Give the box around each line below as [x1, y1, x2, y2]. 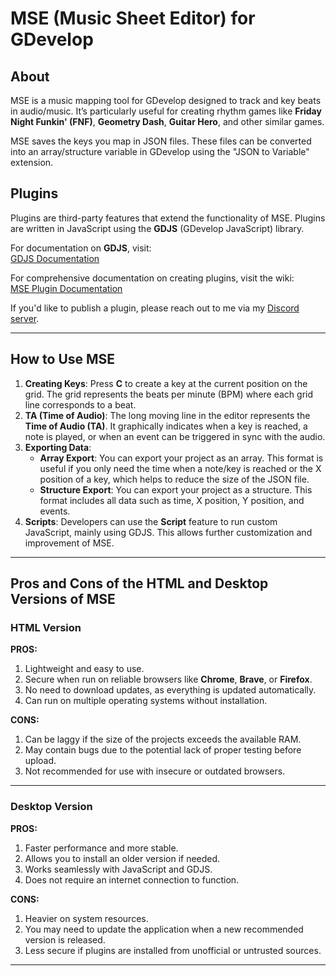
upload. [24, 755, 57, 767]
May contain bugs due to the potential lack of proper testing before [24, 744, 302, 756]
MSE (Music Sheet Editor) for [10, 7, 256, 30]
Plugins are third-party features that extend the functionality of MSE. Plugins [10, 212, 326, 224]
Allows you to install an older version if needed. [24, 852, 221, 864]
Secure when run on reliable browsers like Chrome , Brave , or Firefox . [24, 673, 313, 686]
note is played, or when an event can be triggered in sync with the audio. [24, 430, 326, 442]
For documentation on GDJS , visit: [10, 242, 152, 254]
